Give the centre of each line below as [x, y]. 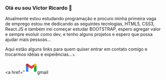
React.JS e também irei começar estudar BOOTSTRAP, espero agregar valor [83, 29]
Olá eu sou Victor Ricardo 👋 [39, 8]
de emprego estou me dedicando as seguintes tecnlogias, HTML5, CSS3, [80, 24]
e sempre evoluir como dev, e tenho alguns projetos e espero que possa [79, 35]
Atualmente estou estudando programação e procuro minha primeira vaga [81, 19]
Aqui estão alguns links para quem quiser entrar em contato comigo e [76, 49]
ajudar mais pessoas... [28, 40]
